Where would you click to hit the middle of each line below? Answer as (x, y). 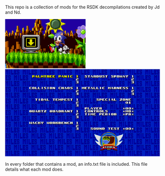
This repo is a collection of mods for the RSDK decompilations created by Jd (82, 7)
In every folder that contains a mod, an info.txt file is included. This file (76, 164)
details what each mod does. (34, 169)
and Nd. (13, 12)
